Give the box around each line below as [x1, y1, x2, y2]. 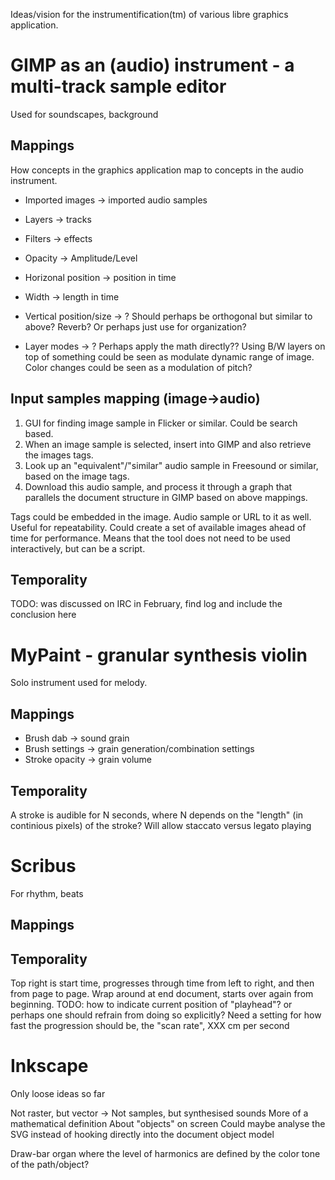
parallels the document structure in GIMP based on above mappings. [24, 491, 308, 503]
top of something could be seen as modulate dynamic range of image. [24, 350, 315, 363]
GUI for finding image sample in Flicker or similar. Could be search [24, 417, 298, 429]
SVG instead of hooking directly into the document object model [10, 1129, 275, 1141]
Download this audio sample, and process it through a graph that [24, 480, 293, 493]
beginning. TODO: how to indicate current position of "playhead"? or [10, 999, 293, 1011]
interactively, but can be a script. [10, 542, 146, 554]
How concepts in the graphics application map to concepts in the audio [10, 164, 304, 176]
